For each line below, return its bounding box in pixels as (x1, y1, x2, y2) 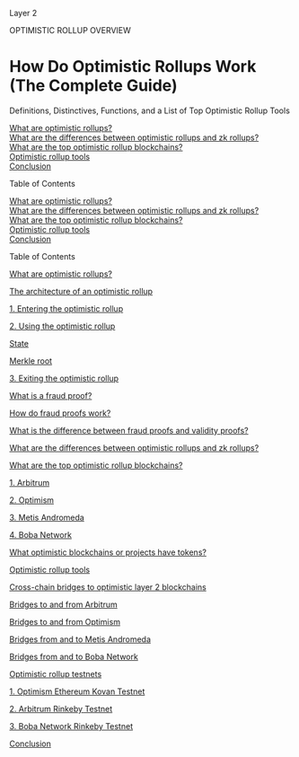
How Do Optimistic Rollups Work (9, 57, 257, 77)
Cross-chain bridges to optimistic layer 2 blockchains (9, 581, 207, 592)
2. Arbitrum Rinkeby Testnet (9, 703, 113, 714)
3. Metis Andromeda (9, 512, 85, 523)
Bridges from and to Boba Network (9, 651, 139, 662)
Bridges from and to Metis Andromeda (9, 633, 151, 645)
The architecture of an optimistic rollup (9, 286, 154, 296)
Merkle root (9, 355, 52, 366)
